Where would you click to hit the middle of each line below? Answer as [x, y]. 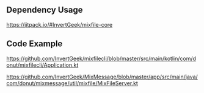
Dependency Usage [45, 10]
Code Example [35, 44]
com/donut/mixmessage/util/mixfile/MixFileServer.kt [72, 83]
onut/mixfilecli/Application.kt [42, 65]
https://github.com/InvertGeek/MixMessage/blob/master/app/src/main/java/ [102, 77]
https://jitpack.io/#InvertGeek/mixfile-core [60, 24]
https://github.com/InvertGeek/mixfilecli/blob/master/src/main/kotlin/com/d [101, 58]
